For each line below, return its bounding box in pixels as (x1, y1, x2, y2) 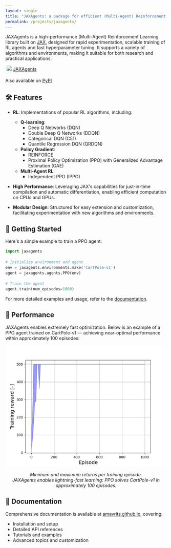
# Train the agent (5, 281, 45, 286)
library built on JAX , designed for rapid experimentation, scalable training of (5, 39, 165, 46)
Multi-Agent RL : (20, 168, 55, 174)
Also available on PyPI (5, 77, 52, 84)
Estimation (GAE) (28, 163, 64, 169)
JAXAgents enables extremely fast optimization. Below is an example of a (5, 324, 160, 330)
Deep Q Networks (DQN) (28, 124, 81, 131)
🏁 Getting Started (5, 224, 62, 233)
